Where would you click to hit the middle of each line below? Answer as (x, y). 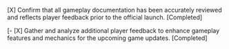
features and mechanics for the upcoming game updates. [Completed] (107, 38)
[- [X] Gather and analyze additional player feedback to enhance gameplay (113, 31)
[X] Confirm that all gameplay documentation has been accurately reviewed (114, 10)
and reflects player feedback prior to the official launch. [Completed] (105, 17)
